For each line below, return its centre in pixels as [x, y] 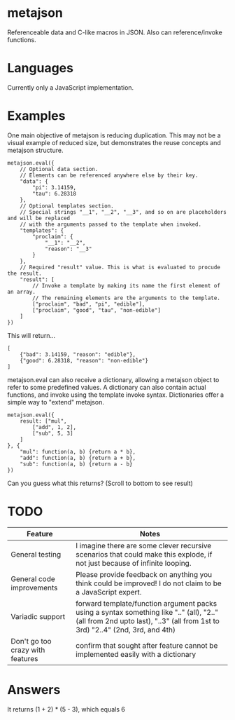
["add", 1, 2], [55, 427]
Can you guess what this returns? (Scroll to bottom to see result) [100, 483]
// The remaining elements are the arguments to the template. [126, 298]
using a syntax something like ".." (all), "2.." [147, 612]
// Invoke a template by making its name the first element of [126, 285]
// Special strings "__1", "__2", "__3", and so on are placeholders [123, 212]
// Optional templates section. [67, 206]
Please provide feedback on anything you [144, 574]
